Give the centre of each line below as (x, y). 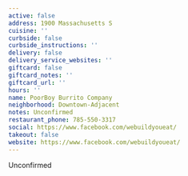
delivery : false (35, 53)
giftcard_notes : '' (41, 75)
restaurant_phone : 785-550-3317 (62, 120)
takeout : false (34, 134)
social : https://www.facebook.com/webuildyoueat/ (93, 127)
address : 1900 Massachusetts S (60, 23)
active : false (32, 16)
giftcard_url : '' (37, 82)
